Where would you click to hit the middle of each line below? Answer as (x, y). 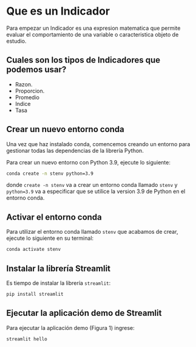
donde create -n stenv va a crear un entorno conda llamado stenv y (92, 185)
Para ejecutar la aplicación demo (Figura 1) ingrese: (70, 328)
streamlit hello (27, 339)
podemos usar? (36, 70)
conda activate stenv (34, 250)
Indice (23, 103)
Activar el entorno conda (54, 217)
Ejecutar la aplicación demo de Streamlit (84, 313)
